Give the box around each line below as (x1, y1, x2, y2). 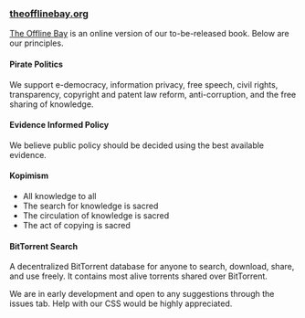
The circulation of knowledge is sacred (22, 209, 170, 221)
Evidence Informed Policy (9, 120, 110, 131)
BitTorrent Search (9, 240, 79, 251)
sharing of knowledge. (9, 99, 94, 110)
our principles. (9, 37, 64, 48)
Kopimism (9, 170, 48, 181)
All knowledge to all (22, 190, 97, 201)
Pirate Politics (9, 58, 64, 69)
